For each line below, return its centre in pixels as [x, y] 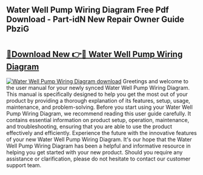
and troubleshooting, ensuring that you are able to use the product [89, 126]
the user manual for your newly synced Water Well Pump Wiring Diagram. [98, 88]
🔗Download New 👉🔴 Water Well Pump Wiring [95, 54]
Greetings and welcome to [156, 81]
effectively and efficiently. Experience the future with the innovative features [101, 133]
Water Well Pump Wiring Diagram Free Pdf [88, 10]
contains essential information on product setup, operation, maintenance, [98, 120]
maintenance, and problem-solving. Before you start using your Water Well [99, 107]
